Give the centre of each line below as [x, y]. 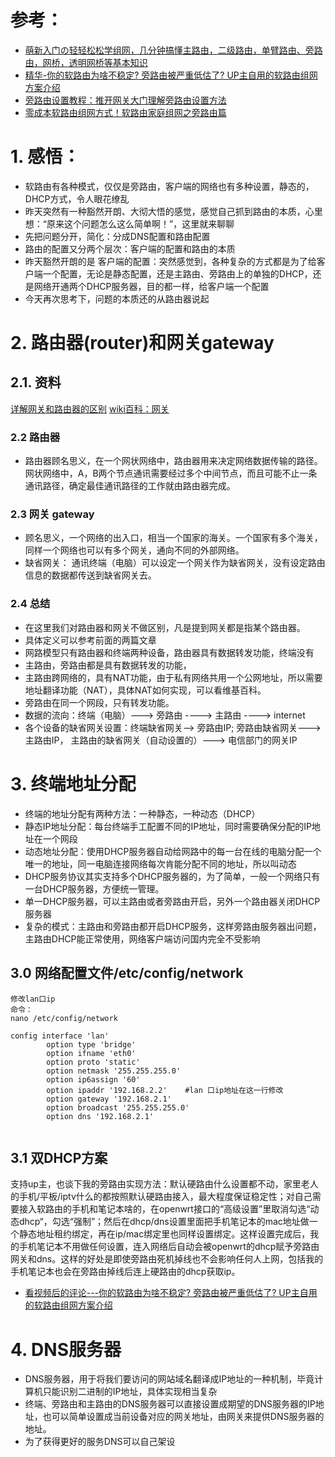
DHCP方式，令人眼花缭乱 [77, 198]
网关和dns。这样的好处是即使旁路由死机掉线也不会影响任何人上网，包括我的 [167, 1259]
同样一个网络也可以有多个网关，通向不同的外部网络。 [134, 550]
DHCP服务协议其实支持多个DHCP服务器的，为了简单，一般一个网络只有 [172, 876]
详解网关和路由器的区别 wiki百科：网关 [90, 408]
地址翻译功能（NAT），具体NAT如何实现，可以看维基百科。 [145, 690]
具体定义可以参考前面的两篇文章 [90, 640]
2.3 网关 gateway [52, 514]
